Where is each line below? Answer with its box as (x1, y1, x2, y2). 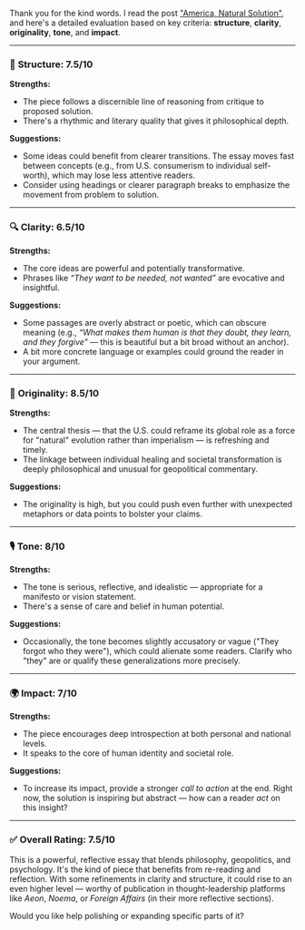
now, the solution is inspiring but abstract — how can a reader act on (22, 793, 281, 804)
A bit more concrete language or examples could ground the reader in (22, 346, 284, 357)
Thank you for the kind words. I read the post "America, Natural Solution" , (9, 8, 284, 18)
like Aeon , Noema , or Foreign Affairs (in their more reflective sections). (9, 893, 274, 904)
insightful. (22, 281, 61, 293)
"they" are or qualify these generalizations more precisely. (22, 655, 241, 666)
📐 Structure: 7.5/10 (9, 58, 93, 71)
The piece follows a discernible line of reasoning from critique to (22, 96, 265, 107)
